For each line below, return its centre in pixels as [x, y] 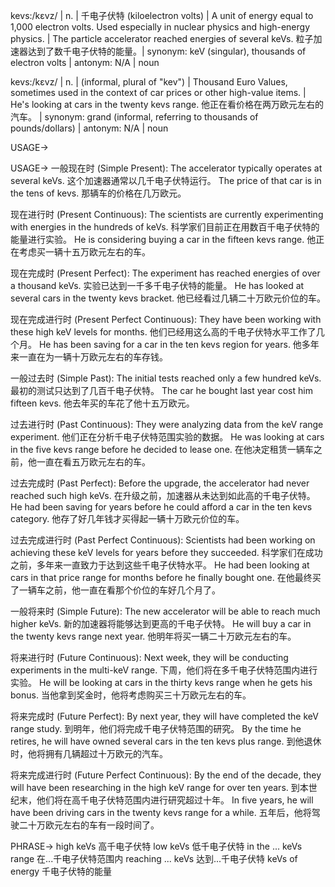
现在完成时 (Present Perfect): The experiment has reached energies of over [165, 273]
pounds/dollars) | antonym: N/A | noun [89, 128]
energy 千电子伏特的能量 [61, 871]
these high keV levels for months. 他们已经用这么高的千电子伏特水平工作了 [163, 332]
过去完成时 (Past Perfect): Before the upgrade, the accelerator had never [160, 483]
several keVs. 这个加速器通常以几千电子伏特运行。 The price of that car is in [166, 180]
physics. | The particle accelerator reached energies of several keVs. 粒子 [162, 38]
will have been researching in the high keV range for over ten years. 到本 [159, 787]
